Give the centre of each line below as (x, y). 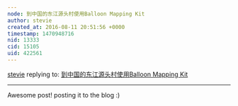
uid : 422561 (25, 54)
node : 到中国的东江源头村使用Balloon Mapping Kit (76, 14)
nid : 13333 (23, 40)
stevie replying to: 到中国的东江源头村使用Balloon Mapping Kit (98, 74)
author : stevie (30, 20)
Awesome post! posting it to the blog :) (64, 95)
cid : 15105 (23, 47)
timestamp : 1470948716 (41, 34)
